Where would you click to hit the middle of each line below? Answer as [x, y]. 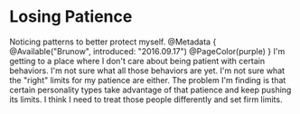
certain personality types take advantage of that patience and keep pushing [150, 90]
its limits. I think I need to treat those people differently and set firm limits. [146, 99]
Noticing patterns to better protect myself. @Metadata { [113, 42]
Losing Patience [71, 17]
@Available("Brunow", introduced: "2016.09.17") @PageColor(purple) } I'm [147, 51]
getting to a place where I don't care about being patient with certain [137, 61]
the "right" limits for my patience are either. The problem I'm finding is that [148, 80]
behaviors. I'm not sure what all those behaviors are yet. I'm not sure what [147, 71]
